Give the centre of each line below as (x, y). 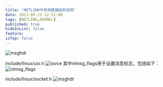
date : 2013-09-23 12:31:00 (34, 15)
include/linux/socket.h (29, 79)
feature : (15, 34)
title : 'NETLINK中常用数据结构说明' (41, 10)
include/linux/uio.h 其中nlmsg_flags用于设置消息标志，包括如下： (83, 63)
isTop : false (19, 39)
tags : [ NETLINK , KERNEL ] (31, 19)
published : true (22, 24)
